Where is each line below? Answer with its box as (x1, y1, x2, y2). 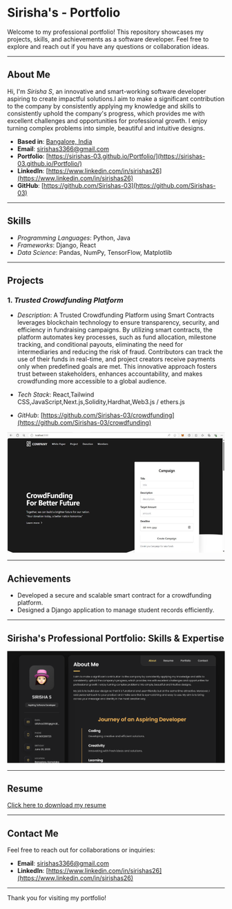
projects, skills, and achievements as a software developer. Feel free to (7, 35, 209, 43)
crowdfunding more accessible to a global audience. (17, 377, 167, 385)
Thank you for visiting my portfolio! (7, 894, 107, 902)
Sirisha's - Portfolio (7, 5, 121, 21)
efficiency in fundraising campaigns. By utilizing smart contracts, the (17, 326, 213, 334)
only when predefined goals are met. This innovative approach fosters (17, 363, 217, 371)
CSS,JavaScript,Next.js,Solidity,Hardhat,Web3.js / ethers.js (17, 398, 185, 406)
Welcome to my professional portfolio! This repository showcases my (7, 28, 204, 36)
